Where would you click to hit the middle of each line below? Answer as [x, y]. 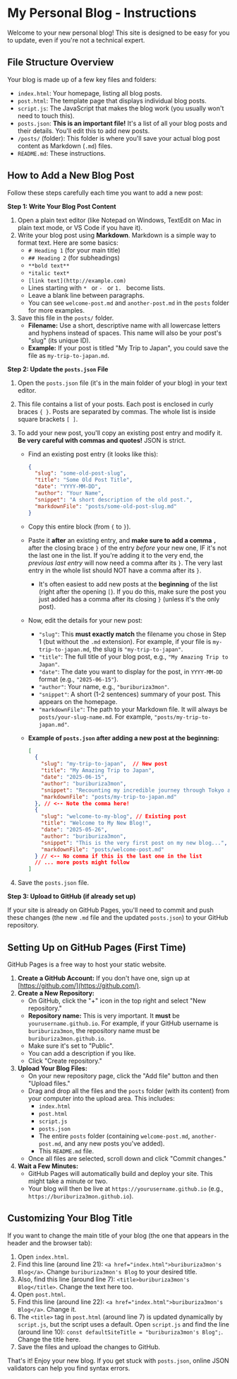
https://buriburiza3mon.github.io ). [81, 1196]
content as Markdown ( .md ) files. [65, 146]
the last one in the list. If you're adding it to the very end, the [116, 555]
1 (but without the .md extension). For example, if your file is [125, 641]
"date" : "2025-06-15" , [74, 777]
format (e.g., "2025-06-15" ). [78, 679]
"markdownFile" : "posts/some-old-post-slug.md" [106, 506]
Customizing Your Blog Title [70, 1218]
